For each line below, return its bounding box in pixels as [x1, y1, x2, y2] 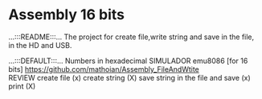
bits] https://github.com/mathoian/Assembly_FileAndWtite [8, 64, 199, 73]
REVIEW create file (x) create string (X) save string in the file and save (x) [8, 73, 251, 82]
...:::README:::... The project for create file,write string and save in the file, [8, 32, 255, 42]
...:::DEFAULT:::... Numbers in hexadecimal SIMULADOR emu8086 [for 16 [8, 56, 248, 65]
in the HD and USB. [8, 40, 72, 49]
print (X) [8, 81, 36, 91]
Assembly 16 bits [8, 6, 125, 24]
